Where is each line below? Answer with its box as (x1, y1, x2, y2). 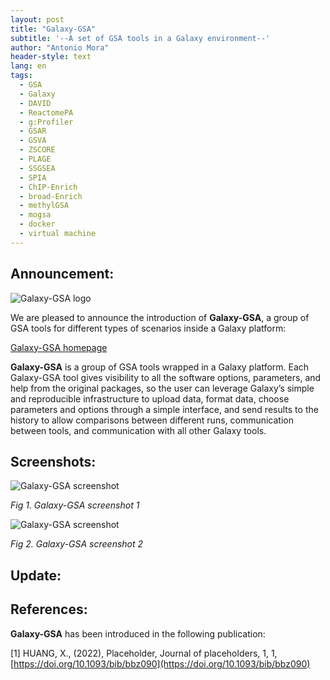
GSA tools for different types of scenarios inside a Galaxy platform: (10, 322, 287, 334)
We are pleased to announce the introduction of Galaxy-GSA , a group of (10, 311, 310, 323)
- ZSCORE (19, 145, 56, 155)
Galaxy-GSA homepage (10, 341, 108, 353)
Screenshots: (10, 453, 97, 470)
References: (10, 601, 88, 618)
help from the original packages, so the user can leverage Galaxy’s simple (10, 382, 315, 394)
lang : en (10, 61, 47, 71)
